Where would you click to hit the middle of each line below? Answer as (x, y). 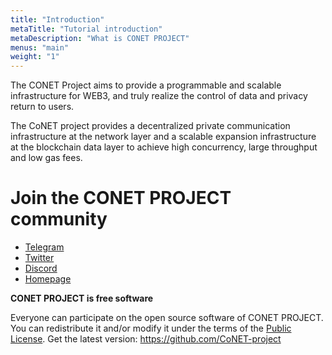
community (59, 219)
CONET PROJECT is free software (82, 298)
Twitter (39, 258)
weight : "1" (35, 57)
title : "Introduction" (57, 19)
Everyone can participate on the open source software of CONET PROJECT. (167, 318)
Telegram (44, 247)
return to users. (42, 107)
